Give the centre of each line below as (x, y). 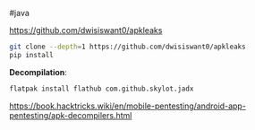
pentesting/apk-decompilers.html (71, 115)
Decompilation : (38, 72)
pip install (31, 55)
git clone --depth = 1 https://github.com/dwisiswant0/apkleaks (127, 47)
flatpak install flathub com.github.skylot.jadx (102, 89)
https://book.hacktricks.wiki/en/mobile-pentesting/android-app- (127, 106)
